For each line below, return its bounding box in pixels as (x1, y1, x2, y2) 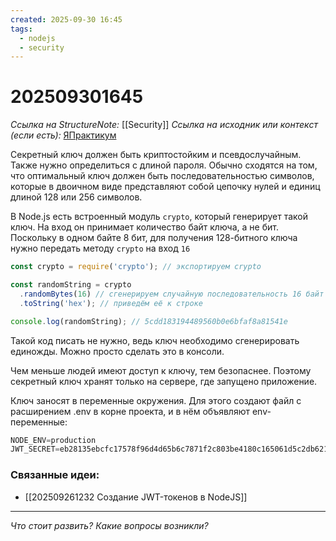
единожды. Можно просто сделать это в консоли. (10, 345, 225, 357)
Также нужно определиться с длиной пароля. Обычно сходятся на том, (10, 159, 318, 171)
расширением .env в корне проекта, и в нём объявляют (10, 405, 250, 417)
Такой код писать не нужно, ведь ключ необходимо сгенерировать (10, 334, 300, 346)
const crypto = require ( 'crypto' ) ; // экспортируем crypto (10, 262, 262, 272)
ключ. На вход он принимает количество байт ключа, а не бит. (10, 221, 279, 233)
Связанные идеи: (10, 468, 100, 482)
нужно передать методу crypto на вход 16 (10, 242, 191, 255)
